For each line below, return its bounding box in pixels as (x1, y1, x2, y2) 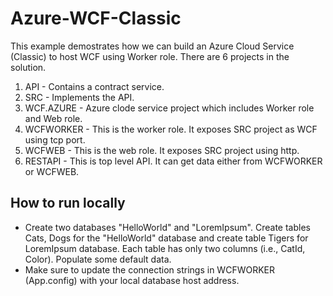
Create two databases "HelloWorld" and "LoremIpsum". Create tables (24, 221, 311, 233)
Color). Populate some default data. (24, 253, 172, 265)
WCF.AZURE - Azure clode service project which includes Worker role (24, 102, 315, 114)
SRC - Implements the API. (24, 91, 135, 103)
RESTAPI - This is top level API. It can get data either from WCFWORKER (24, 155, 323, 167)
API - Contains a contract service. (24, 80, 165, 92)
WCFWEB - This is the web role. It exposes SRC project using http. (24, 144, 300, 156)
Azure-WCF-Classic (10, 7, 182, 30)
